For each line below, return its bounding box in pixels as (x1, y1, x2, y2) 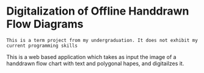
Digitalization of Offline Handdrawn (6, 4, 189, 18)
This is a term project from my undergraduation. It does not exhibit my (6, 37, 199, 43)
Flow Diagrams (6, 17, 84, 31)
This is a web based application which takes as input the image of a (6, 53, 177, 60)
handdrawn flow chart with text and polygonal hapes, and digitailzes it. (6, 60, 184, 67)
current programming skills (6, 43, 78, 49)
